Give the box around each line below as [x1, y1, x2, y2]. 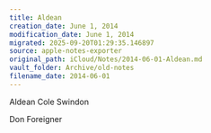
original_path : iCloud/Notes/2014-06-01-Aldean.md [9, 55, 203, 64]
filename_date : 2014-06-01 [9, 72, 110, 81]
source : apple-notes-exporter [9, 47, 123, 56]
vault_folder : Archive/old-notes [9, 64, 135, 73]
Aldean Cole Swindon [9, 96, 90, 107]
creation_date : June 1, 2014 [9, 22, 119, 31]
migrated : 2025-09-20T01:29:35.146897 [9, 38, 154, 48]
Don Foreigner [9, 113, 63, 124]
